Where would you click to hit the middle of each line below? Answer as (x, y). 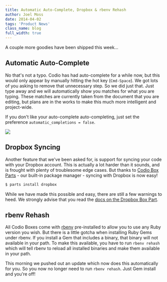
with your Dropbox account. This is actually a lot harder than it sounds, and (82, 165)
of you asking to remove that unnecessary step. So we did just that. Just (79, 86)
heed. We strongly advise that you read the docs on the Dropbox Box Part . (82, 199)
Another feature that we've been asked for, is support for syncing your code (83, 159)
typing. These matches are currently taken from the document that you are (82, 96)
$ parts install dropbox (31, 184)
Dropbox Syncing (33, 148)
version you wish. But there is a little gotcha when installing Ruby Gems (78, 232)
